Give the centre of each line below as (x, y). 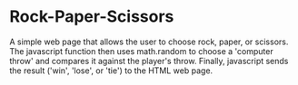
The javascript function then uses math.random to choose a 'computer (142, 51)
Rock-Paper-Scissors (92, 17)
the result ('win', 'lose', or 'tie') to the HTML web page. (111, 71)
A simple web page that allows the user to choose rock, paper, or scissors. (149, 42)
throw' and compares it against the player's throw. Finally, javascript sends (149, 61)
